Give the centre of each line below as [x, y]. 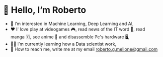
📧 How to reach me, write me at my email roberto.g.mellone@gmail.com [84, 49]
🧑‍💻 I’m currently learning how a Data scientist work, [63, 44]
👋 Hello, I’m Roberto [45, 10]
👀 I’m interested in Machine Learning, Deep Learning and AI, [72, 24]
